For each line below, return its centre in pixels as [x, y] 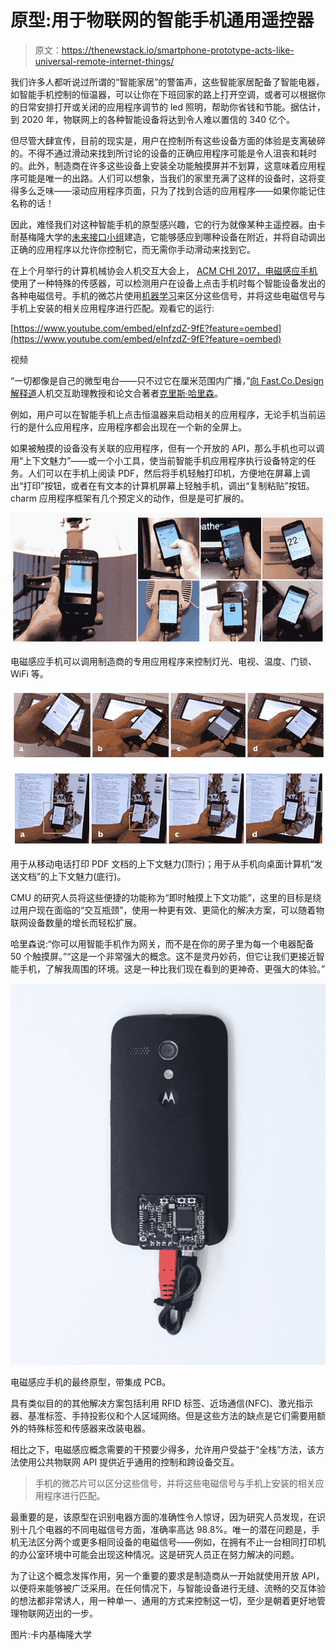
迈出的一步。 [71, 1613]
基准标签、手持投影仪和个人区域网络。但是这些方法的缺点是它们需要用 [172, 1415]
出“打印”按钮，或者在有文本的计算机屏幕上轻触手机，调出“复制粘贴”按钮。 [162, 485]
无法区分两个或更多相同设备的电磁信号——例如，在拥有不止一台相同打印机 [172, 1542]
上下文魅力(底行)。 [88, 877]
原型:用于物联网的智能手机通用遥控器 [162, 20]
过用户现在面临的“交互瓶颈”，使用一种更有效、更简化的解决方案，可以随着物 [167, 910]
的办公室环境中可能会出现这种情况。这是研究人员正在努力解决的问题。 [155, 1554]
